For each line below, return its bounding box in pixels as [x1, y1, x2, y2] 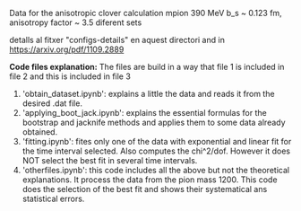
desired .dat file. [21, 98, 83, 109]
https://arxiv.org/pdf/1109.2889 [9, 44, 125, 55]
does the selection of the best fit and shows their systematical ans [21, 184, 268, 194]
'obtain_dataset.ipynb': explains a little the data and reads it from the [21, 89, 275, 99]
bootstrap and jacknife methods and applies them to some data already [21, 117, 286, 127]
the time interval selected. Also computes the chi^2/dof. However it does [21, 145, 291, 156]
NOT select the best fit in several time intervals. [21, 155, 198, 165]
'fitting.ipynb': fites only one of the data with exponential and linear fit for [21, 136, 292, 146]
